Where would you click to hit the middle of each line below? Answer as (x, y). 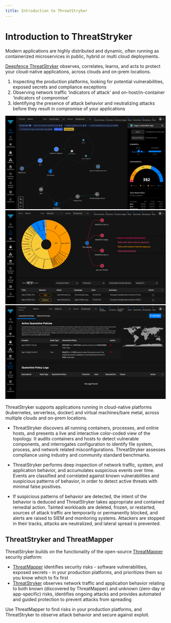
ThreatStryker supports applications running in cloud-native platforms (79, 407)
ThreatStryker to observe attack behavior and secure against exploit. (77, 615)
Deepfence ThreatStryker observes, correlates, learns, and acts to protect (83, 66)
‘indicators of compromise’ (41, 97)
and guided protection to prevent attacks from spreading (72, 600)
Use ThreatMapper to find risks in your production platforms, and (74, 609)
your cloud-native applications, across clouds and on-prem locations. (78, 71)
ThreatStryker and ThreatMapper (59, 539)
